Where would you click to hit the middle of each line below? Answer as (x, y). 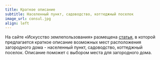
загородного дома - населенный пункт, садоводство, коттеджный (74, 47)
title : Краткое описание (30, 10)
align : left (17, 23)
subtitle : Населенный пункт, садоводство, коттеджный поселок (69, 14)
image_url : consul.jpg (28, 19)
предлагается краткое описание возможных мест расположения (73, 42)
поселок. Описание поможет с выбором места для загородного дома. (79, 53)
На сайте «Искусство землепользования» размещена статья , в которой (80, 37)
